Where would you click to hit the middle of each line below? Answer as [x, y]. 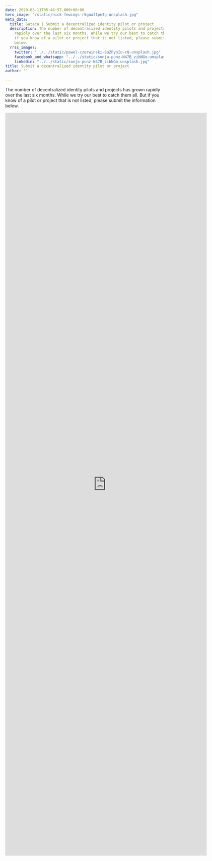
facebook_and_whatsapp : [39, 57]
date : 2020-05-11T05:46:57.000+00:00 [45, 10]
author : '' [17, 71]
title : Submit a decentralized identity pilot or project [67, 66]
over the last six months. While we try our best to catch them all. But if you [82, 95]
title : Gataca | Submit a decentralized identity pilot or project [82, 24]
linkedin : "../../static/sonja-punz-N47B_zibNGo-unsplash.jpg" [82, 62]
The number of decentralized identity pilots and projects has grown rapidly [83, 90]
